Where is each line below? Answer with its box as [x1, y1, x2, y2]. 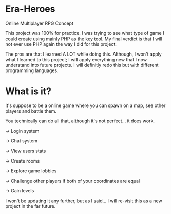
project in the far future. [5, 203, 56, 209]
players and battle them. [5, 108, 57, 114]
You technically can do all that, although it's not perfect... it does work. [5, 118, 155, 124]
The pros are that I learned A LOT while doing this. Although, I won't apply [5, 51, 162, 57]
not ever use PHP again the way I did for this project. [5, 41, 117, 47]
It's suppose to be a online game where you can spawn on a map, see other [5, 102, 166, 109]
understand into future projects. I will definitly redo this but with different [5, 62, 159, 68]
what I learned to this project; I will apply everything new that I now [5, 56, 147, 62]
